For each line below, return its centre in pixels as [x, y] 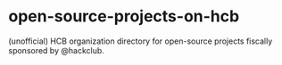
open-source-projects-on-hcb [124, 16]
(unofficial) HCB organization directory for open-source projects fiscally [141, 41]
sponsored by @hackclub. [56, 50]
